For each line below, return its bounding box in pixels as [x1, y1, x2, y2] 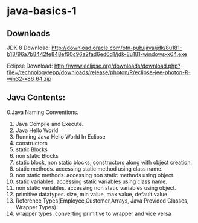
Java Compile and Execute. [15, 120, 84, 127]
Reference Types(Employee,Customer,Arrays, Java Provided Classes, [15, 197, 189, 204]
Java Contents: [7, 92, 66, 103]
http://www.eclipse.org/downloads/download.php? [54, 62, 180, 69]
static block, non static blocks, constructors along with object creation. [15, 159, 193, 166]
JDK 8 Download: [7, 44, 51, 51]
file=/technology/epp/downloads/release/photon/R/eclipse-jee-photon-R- [7, 69, 191, 76]
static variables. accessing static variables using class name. [15, 178, 168, 185]
